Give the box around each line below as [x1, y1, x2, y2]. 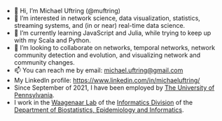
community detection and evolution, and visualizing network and [13, 51, 201, 59]
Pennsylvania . [13, 91, 55, 99]
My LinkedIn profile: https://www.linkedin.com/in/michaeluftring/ [13, 76, 200, 84]
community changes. [13, 58, 75, 66]
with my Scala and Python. [13, 36, 91, 45]
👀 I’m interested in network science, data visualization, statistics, [13, 14, 201, 22]
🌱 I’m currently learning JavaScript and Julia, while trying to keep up [13, 29, 211, 37]
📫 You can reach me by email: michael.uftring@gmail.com [13, 66, 183, 74]
